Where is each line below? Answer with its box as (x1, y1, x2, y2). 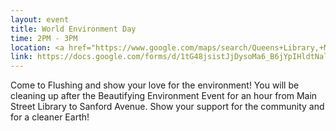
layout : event (10, 14, 70, 25)
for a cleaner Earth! (10, 111, 90, 123)
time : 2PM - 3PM (10, 33, 78, 43)
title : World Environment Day (10, 24, 137, 34)
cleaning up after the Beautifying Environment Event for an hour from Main (10, 90, 318, 102)
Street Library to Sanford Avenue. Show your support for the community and (10, 101, 325, 113)
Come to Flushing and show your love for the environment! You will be (10, 79, 300, 91)
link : (10, 52, 33, 62)
